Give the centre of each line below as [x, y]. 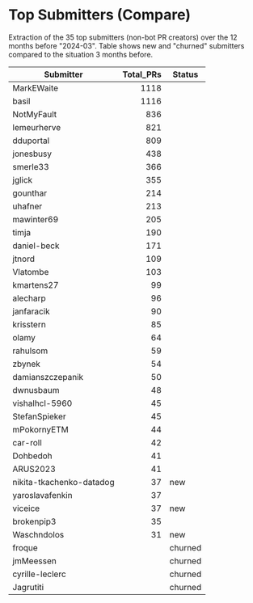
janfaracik [31, 311]
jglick [23, 179]
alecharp [29, 298]
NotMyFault [35, 114]
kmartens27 [36, 285]
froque [25, 547]
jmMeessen [34, 561]
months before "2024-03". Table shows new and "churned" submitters [126, 45]
